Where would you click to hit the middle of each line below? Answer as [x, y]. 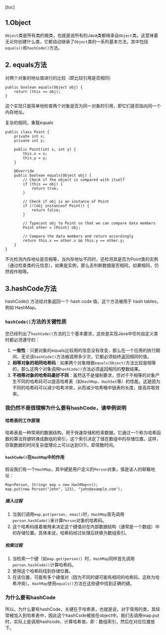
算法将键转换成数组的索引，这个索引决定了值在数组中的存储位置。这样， [87, 438]
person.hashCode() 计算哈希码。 [44, 565]
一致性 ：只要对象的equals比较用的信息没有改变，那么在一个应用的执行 [84, 350]
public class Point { [27, 132]
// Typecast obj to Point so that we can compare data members [89, 223]
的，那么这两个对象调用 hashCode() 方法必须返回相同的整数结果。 [78, 369]
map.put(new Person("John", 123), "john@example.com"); [64, 489]
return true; [45, 188]
